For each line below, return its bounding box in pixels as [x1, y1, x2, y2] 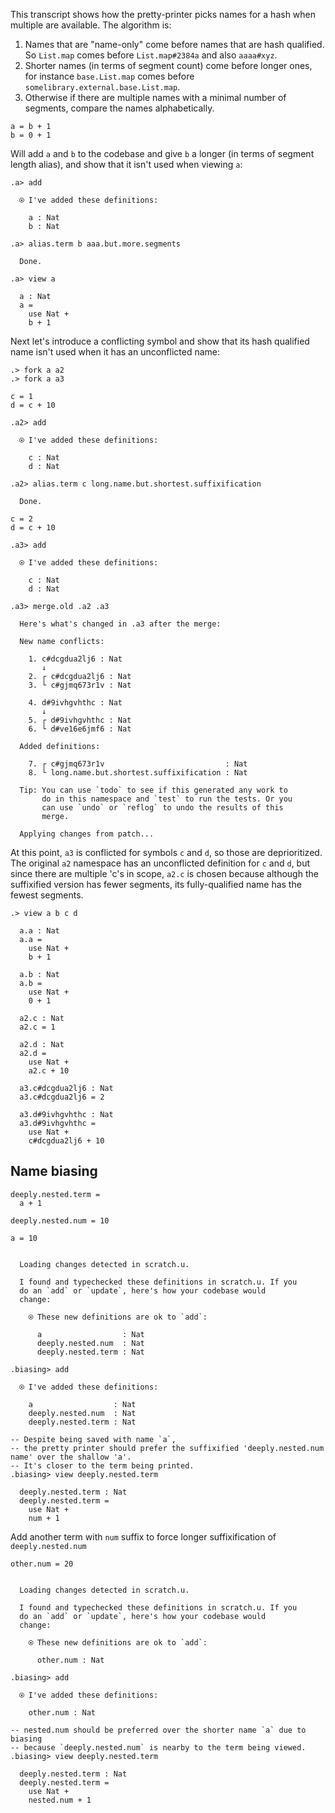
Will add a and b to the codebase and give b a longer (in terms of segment [10, 148, 315, 159]
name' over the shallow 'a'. [10, 1452, 132, 1462]
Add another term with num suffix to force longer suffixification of [10, 1530, 277, 1543]
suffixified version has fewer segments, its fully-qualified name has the [10, 879, 302, 890]
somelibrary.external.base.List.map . [24, 81, 181, 93]
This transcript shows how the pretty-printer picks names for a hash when [10, 9, 317, 20]
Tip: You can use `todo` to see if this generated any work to [19, 785, 288, 795]
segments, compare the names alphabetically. [24, 102, 215, 114]
